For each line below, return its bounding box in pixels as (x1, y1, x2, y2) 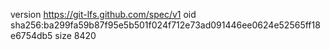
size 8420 (54, 30, 97, 41)
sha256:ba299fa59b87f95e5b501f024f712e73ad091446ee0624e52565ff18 (10, 19, 321, 31)
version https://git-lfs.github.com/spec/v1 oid (10, 9, 197, 20)
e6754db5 (10, 30, 53, 41)
